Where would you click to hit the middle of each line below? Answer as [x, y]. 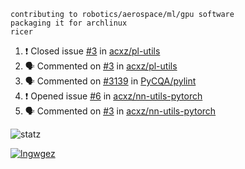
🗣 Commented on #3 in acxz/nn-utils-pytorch [120, 111]
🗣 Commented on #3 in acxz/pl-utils [101, 66]
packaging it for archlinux [69, 23]
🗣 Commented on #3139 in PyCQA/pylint [110, 81]
